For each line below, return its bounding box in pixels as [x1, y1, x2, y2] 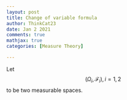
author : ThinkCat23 [6, 20, 56, 26]
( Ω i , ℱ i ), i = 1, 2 [85, 75, 121, 84]
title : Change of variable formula [6, 15, 98, 21]
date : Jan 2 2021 [6, 26, 51, 33]
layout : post [6, 9, 40, 15]
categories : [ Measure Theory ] [6, 44, 84, 50]
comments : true [6, 32, 45, 38]
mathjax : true [6, 37, 43, 44]
